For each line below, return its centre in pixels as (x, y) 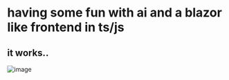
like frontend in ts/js (66, 27)
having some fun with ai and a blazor (115, 13)
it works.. (28, 53)
